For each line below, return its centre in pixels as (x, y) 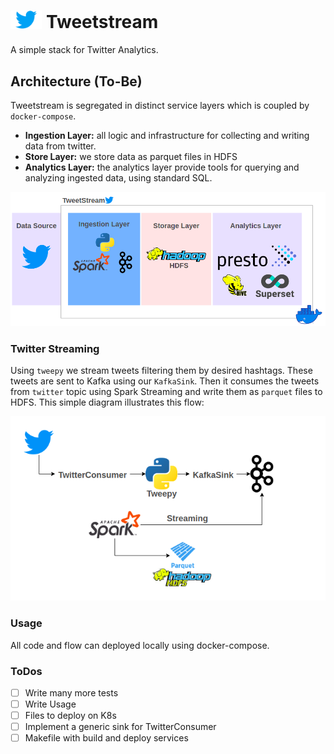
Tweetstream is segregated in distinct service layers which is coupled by (160, 106)
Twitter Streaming (55, 348)
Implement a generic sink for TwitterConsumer (120, 727)
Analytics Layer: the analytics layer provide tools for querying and (162, 167)
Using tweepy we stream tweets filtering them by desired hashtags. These (161, 370)
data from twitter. (60, 146)
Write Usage (50, 704)
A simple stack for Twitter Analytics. (84, 50)
